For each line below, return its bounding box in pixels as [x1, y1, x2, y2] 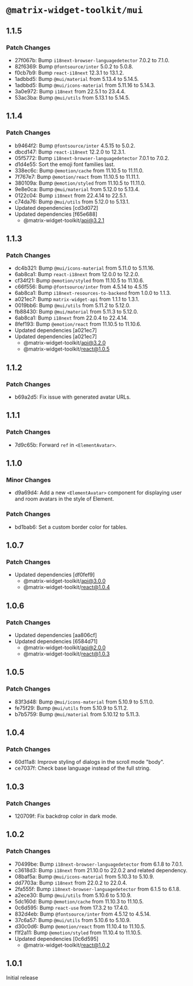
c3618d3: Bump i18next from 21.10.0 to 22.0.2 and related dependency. [14, 866, 188, 873]
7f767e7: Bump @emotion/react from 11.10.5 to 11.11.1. [14, 173, 140, 180]
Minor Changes [6, 475, 51, 484]
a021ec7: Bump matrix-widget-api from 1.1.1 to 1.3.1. [14, 295, 140, 303]
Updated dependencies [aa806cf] [14, 631, 97, 638]
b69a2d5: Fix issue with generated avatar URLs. [14, 393, 131, 400]
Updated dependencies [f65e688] [14, 210, 98, 217]
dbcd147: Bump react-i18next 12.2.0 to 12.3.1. [14, 148, 126, 155]
